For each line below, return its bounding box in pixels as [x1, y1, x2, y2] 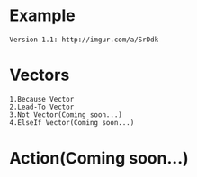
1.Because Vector [9, 94, 75, 103]
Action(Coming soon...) [9, 148, 189, 169]
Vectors [9, 65, 70, 85]
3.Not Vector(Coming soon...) [9, 110, 123, 119]
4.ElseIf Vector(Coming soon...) [9, 118, 135, 127]
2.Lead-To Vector [9, 102, 75, 111]
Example [9, 5, 76, 26]
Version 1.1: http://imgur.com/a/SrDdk [9, 35, 159, 44]
